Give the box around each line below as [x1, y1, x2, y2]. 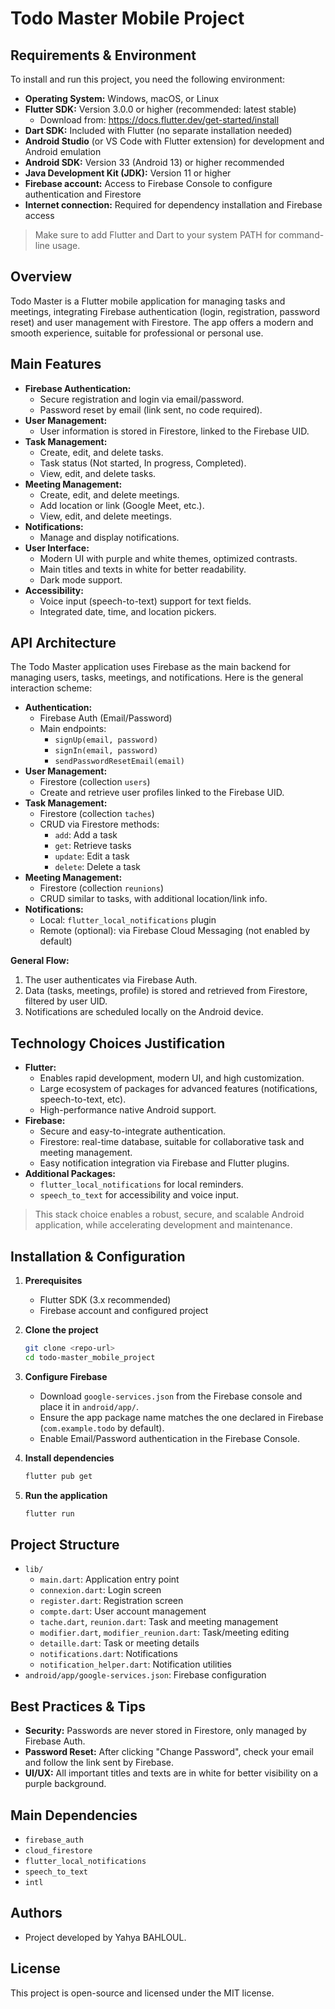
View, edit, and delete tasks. [39, 467, 157, 479]
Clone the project [24, 1324, 99, 1336]
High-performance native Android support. [39, 1104, 217, 1116]
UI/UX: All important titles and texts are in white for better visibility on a [24, 1767, 319, 1779]
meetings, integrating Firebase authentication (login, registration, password [10, 305, 320, 317]
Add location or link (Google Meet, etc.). [39, 499, 205, 511]
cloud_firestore [24, 1846, 93, 1856]
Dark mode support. [39, 573, 123, 586]
